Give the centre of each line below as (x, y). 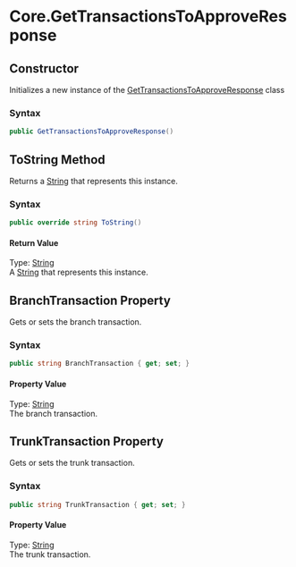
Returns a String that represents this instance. (94, 181)
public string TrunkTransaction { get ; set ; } (97, 504)
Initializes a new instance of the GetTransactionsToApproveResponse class (147, 90)
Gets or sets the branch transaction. (76, 322)
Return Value (34, 242)
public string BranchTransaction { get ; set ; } (100, 364)
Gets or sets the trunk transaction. (72, 463)
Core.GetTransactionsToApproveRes (148, 17)
